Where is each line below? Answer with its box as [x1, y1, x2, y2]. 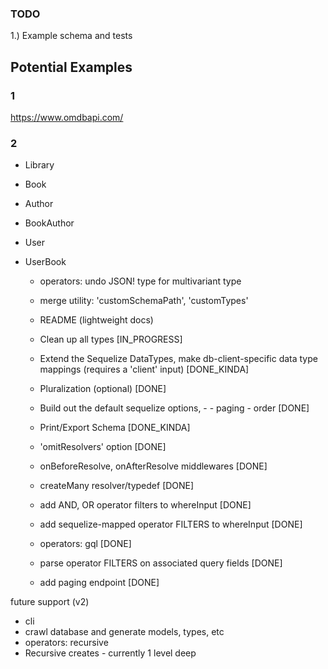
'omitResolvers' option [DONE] [39, 441, 167, 453]
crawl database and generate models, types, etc [24, 626, 225, 638]
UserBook [24, 256, 67, 268]
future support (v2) [10, 596, 90, 608]
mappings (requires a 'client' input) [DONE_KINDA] [39, 363, 250, 376]
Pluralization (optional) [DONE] [39, 383, 167, 395]
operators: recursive [24, 637, 109, 649]
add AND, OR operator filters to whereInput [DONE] [39, 499, 252, 511]
